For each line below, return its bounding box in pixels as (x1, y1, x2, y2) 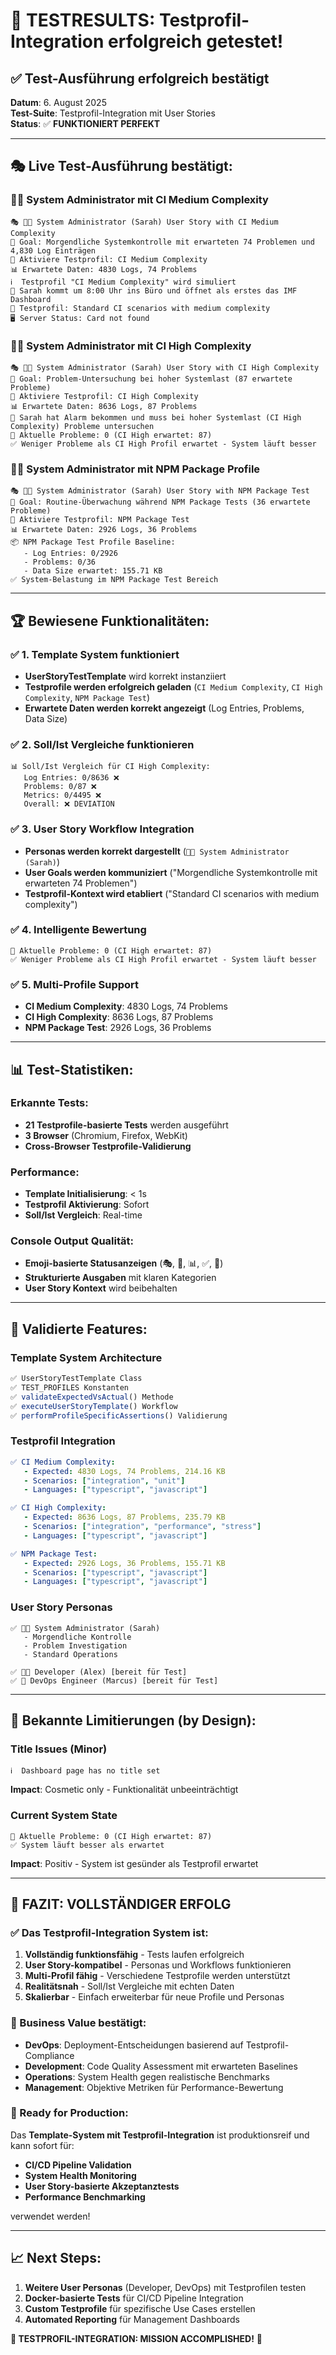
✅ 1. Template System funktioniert (10, 647, 180, 661)
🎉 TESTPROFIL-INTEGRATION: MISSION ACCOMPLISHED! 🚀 (10, 2332, 263, 2344)
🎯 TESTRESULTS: (10, 9, 156, 32)
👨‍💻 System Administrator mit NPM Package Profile (10, 462, 261, 476)
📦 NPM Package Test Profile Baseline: (10, 537, 176, 548)
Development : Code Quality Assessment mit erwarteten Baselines (24, 2060, 298, 2072)
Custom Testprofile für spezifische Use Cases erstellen (24, 2302, 256, 2314)
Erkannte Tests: (10, 1096, 89, 1110)
